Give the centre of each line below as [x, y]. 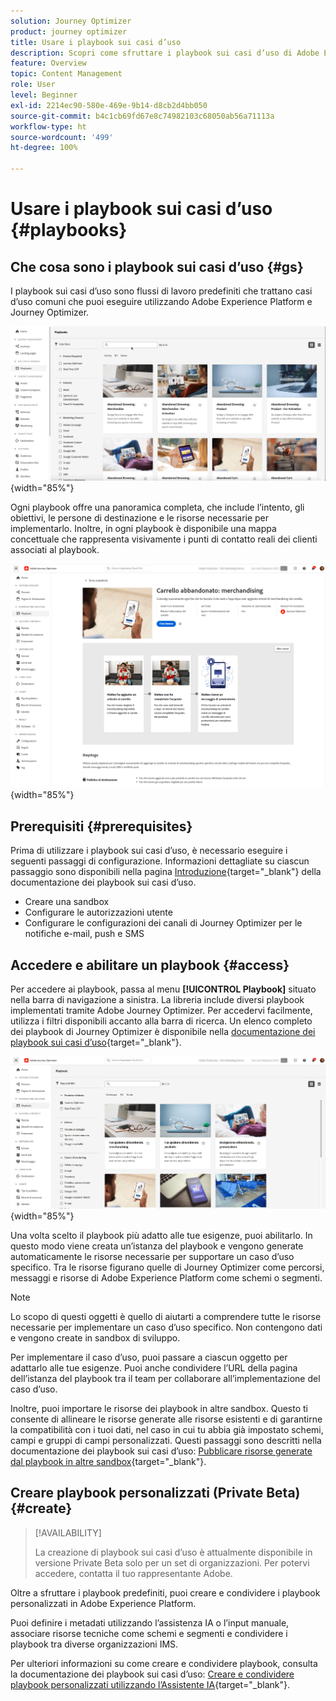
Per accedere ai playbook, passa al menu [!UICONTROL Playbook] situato [163, 989]
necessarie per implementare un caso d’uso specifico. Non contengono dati [166, 1327]
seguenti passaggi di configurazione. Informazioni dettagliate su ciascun [160, 861]
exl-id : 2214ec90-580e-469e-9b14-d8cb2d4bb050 [109, 105]
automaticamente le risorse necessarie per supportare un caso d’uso [152, 1256]
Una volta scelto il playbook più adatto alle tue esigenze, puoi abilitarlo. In [161, 1235]
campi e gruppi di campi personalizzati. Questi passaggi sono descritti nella [166, 1440]
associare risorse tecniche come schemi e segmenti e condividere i [149, 1633]
